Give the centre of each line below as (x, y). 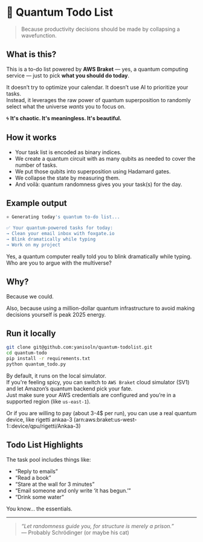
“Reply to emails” (37, 471)
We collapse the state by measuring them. (67, 178)
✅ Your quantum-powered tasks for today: (60, 228)
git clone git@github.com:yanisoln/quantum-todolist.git (79, 347)
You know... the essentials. (39, 508)
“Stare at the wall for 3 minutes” (55, 484)
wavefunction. (39, 35)
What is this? (31, 55)
